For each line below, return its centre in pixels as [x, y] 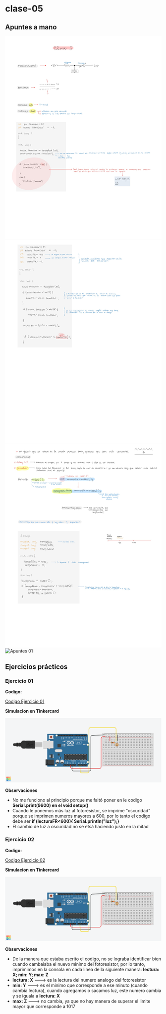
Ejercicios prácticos [36, 667]
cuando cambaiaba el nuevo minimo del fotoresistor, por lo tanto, [79, 964]
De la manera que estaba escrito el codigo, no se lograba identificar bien [86, 959]
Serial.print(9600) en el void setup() [50, 805]
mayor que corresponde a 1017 [44, 1006]
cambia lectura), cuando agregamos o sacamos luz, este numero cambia [87, 990]
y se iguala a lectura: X [36, 996]
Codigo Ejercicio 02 [25, 860]
